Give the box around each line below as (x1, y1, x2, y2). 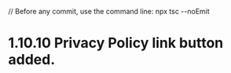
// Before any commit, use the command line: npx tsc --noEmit (8, 7, 210, 16)
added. (8, 51, 56, 69)
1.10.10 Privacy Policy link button (8, 35, 224, 52)
